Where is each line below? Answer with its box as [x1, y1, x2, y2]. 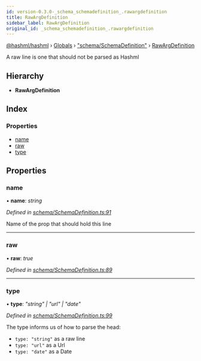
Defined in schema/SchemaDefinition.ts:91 [6, 209, 112, 216]
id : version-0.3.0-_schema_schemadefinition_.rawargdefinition [6, 8, 167, 15]
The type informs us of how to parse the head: [6, 324, 121, 331]
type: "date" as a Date [14, 348, 72, 355]
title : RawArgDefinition [6, 14, 68, 20]
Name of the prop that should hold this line [6, 220, 112, 227]
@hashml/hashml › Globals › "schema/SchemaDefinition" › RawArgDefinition [6, 42, 195, 49]
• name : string [6, 197, 42, 204]
